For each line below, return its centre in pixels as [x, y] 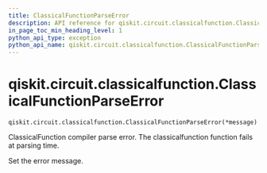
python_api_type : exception [55, 38]
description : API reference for [62, 23]
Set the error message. [46, 161]
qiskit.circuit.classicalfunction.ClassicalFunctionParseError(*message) [133, 123]
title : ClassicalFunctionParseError [69, 15]
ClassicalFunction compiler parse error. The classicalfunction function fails [130, 137]
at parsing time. [34, 146]
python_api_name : [37, 45]
